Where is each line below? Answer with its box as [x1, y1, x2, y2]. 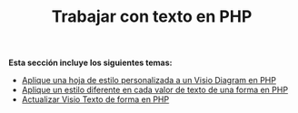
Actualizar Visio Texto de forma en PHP [21, 94, 170, 105]
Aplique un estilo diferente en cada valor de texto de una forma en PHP [21, 84, 288, 96]
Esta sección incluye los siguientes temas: [8, 57, 173, 69]
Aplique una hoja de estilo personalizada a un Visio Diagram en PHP [21, 75, 276, 86]
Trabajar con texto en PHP [51, 6, 253, 27]
